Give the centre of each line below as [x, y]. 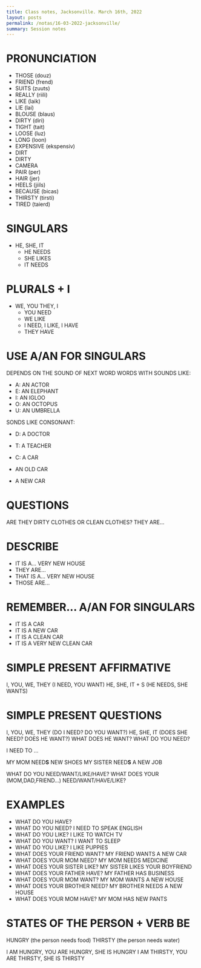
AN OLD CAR [31, 469]
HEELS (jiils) [30, 185]
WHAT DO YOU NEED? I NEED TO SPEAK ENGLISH [79, 828]
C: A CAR [27, 457]
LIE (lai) [25, 108]
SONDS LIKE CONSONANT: [41, 422]
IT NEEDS [36, 265]
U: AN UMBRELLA [38, 410]
